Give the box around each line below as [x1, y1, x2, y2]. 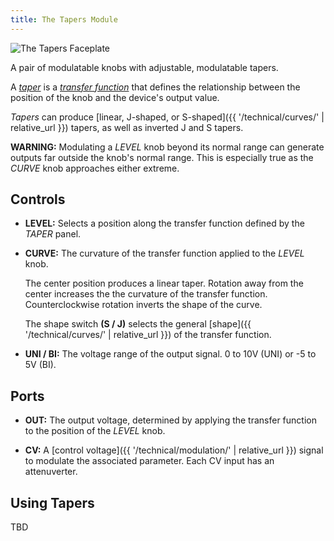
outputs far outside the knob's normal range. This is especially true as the [10, 151, 314, 163]
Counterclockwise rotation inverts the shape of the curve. [24, 299, 263, 311]
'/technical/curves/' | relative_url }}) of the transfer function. [24, 329, 272, 341]
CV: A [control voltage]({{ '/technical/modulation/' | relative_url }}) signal [24, 444, 324, 456]
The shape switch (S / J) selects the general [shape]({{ [24, 318, 252, 330]
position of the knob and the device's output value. [10, 91, 220, 103]
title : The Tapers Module [10, 14, 118, 25]
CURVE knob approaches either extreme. [10, 162, 180, 174]
